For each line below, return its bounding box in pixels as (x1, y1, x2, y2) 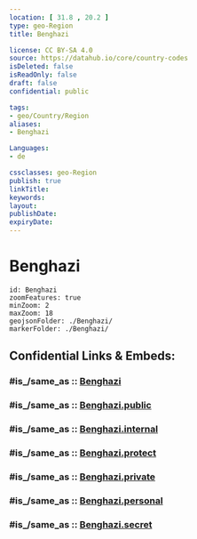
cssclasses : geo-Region (9, 168, 98, 177)
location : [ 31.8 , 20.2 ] (9, 12, 109, 22)
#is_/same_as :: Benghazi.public (9, 399, 153, 412)
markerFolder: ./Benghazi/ (9, 324, 109, 334)
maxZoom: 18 (9, 309, 53, 318)
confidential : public (9, 86, 90, 96)
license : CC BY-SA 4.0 (9, 45, 93, 54)
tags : (9, 103, 29, 112)
